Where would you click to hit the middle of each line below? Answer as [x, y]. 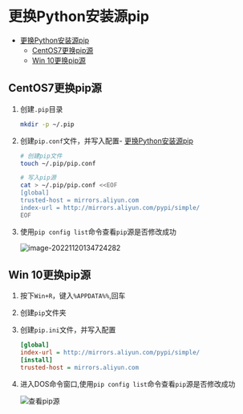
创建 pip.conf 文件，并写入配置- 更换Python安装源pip [107, 141]
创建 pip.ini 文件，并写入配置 [68, 330]
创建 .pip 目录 [41, 109]
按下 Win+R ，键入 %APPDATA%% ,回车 [73, 296]
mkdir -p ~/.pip [47, 124]
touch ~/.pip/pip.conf [58, 163]
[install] [36, 360]
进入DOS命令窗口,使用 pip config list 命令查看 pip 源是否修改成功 [128, 383]
